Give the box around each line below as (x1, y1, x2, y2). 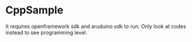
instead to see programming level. (5, 29, 88, 36)
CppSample (5, 3, 64, 17)
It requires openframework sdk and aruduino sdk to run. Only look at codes (5, 23, 186, 30)
